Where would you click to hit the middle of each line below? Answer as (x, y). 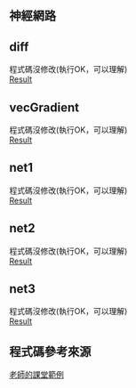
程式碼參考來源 (50, 351)
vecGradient (44, 107)
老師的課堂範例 (36, 375)
